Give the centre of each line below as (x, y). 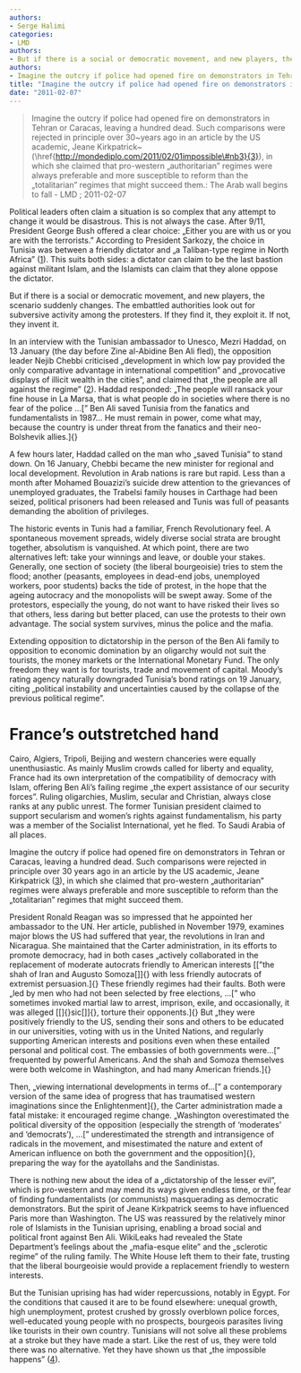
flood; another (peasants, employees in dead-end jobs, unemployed (135, 576)
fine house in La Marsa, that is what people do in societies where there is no (150, 399)
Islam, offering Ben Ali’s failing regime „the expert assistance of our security (149, 787)
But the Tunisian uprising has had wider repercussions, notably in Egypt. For (150, 1293)
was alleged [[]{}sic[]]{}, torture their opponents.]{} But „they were (132, 1012)
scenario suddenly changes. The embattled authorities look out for (132, 305)
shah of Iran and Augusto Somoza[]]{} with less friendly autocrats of (136, 974)
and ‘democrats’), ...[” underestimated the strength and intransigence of (142, 1135)
